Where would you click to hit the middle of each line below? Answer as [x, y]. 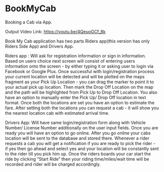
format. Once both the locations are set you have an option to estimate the [80, 102]
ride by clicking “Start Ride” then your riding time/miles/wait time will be [77, 159]
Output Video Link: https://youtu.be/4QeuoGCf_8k [55, 31]
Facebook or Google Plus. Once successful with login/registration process [80, 71]
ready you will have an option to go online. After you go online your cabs [78, 133]
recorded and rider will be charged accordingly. [53, 164]
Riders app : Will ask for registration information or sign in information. [76, 56]
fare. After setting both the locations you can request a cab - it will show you [82, 108]
